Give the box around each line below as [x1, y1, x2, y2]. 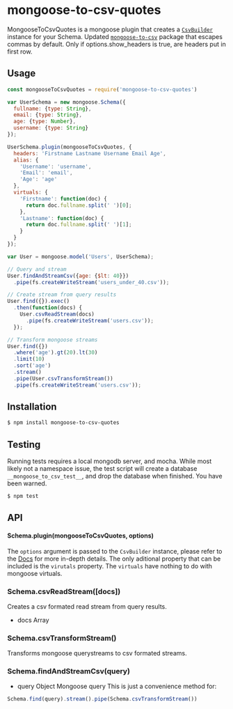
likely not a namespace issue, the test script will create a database [7, 465, 198, 473]
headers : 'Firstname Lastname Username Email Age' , [13, 150, 167, 157]
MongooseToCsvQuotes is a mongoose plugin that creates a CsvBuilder [7, 25, 214, 33]
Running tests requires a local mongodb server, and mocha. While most [7, 457, 212, 465]
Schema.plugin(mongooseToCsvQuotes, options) [7, 531, 154, 540]
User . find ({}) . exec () [7, 298, 70, 305]
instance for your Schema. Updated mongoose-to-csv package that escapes [7, 32, 223, 40]
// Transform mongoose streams [7, 336, 98, 343]
